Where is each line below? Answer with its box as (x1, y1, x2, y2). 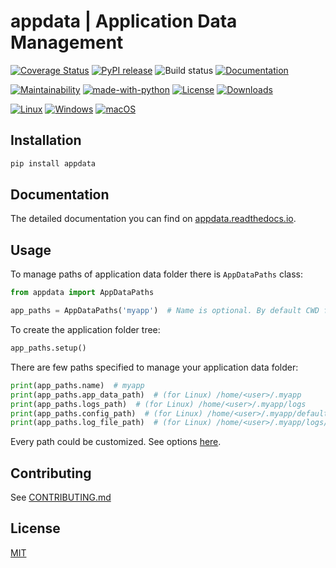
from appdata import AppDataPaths (10, 288, 155, 298)
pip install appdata (10, 158, 97, 169)
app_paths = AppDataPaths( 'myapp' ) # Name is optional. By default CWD (10, 306, 320, 316)
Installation (10, 132, 82, 149)
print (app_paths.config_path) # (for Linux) (10, 408, 203, 419)
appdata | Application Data (10, 10, 238, 33)
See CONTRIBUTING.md (10, 491, 112, 504)
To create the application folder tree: (10, 324, 161, 335)
